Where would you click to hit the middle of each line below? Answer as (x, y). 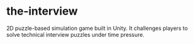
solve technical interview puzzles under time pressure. (76, 34)
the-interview (42, 11)
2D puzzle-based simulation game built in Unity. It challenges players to (97, 28)
